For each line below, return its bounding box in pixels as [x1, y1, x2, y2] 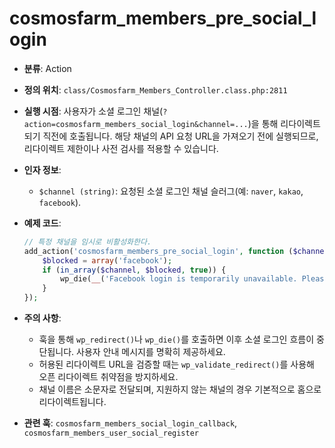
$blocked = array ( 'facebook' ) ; [42, 255, 173, 266]
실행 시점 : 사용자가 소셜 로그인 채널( [23, 105, 164, 117]
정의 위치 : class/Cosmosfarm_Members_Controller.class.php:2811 [23, 83, 288, 96]
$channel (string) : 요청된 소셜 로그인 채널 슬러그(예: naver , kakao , [38, 185, 304, 197]
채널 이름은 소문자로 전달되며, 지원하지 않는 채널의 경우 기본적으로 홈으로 [38, 383, 322, 396]
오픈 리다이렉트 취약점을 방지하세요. [38, 371, 179, 383]
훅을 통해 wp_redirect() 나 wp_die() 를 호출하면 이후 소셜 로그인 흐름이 [38, 333, 315, 346]
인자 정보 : [23, 163, 62, 176]
